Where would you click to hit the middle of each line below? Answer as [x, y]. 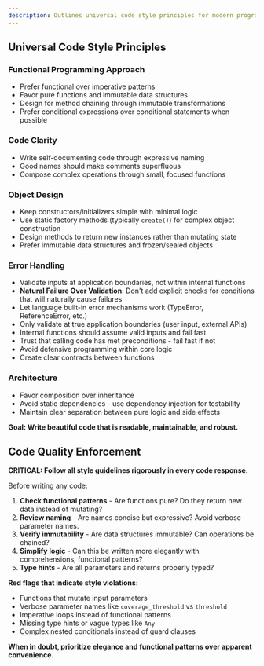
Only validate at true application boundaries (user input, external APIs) [133, 324]
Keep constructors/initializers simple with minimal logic [108, 211]
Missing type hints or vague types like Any [87, 623]
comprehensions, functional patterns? [81, 559]
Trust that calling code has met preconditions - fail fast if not [117, 341]
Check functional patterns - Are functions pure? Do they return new [130, 501]
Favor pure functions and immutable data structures [104, 95]
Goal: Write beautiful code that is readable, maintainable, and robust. [123, 427]
